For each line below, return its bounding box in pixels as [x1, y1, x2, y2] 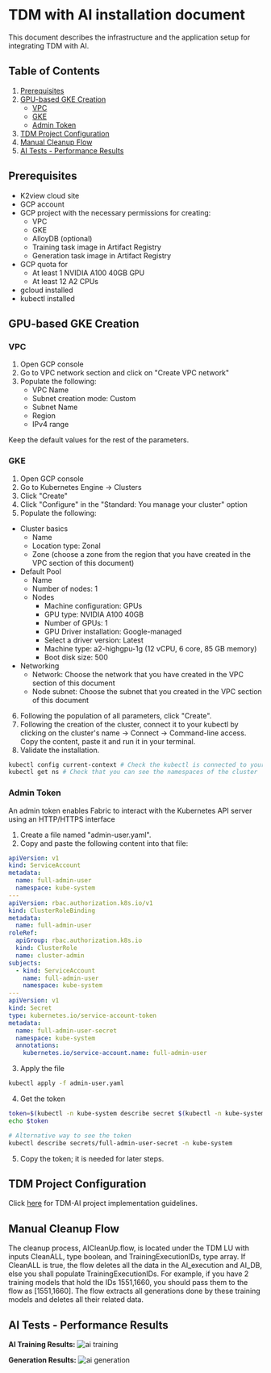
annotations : [15, 1041, 60, 1050]
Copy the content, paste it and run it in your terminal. [19, 736, 196, 746]
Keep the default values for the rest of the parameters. [8, 435, 190, 445]
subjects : [8, 959, 42, 967]
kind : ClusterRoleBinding [8, 906, 95, 915]
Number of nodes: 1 [31, 584, 98, 593]
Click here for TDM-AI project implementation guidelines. [8, 1199, 198, 1208]
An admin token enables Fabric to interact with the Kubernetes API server [8, 806, 252, 815]
